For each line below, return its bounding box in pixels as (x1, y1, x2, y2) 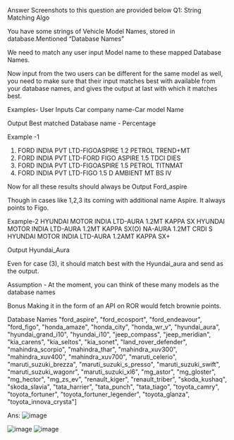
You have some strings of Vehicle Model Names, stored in (7, 27, 175, 35)
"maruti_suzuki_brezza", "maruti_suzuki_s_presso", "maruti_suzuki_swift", (7, 360, 221, 368)
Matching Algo (7, 13, 50, 22)
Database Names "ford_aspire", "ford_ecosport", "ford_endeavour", (7, 315, 202, 323)
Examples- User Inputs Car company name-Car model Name (7, 106, 185, 113)
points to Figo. (7, 203, 49, 212)
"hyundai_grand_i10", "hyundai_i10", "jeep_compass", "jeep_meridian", (7, 330, 211, 339)
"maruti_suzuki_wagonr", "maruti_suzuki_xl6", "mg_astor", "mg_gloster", (7, 367, 216, 376)
